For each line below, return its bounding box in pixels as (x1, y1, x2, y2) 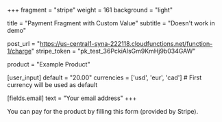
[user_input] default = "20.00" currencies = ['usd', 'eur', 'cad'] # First (7, 73, 202, 82)
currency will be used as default (7, 81, 98, 88)
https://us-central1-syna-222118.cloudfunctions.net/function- (40, 40, 213, 47)
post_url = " (7, 40, 40, 47)
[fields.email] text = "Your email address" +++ (7, 94, 137, 102)
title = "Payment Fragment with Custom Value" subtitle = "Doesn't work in (7, 19, 216, 27)
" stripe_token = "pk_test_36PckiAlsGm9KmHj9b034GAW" (31, 47, 196, 55)
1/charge (7, 47, 32, 55)
